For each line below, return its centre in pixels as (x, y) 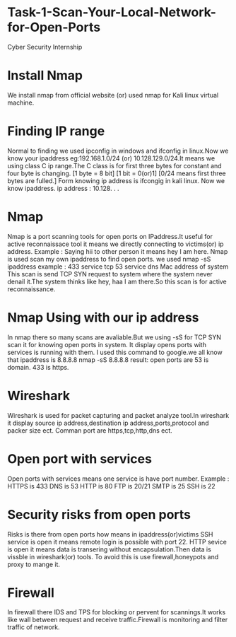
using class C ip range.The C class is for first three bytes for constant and (114, 165)
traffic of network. (34, 627)
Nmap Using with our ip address (103, 317)
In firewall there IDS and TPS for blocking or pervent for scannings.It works (117, 612)
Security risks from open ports (99, 514)
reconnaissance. (31, 289)
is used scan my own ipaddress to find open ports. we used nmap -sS (109, 259)
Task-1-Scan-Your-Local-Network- (112, 12)
